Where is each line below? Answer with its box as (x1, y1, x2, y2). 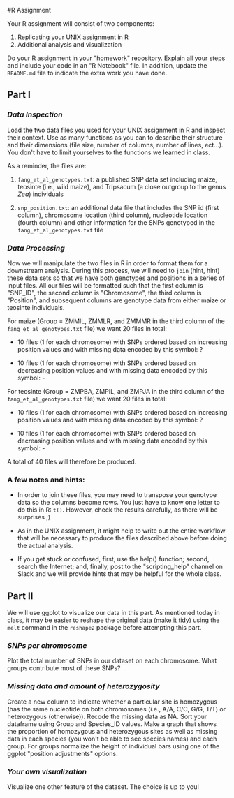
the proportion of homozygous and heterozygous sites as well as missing (7, 727, 218, 735)
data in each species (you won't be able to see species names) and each (7, 734, 217, 743)
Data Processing (7, 243, 65, 253)
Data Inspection (7, 110, 63, 119)
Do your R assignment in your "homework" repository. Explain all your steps (7, 54, 226, 62)
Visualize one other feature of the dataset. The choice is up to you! (7, 782, 199, 791)
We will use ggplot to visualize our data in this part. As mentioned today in (7, 609, 220, 617)
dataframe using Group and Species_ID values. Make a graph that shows (7, 719, 217, 728)
